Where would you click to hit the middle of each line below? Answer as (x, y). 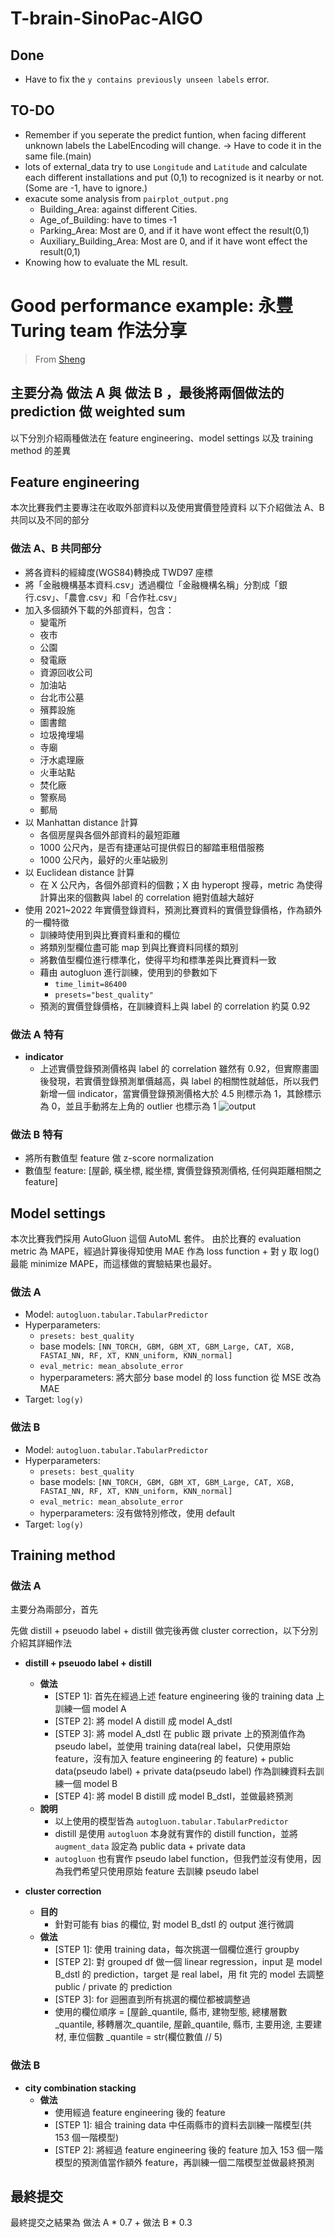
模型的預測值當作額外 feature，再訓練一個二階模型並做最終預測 (184, 2162)
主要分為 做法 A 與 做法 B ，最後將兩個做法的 (147, 393)
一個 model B (90, 1784)
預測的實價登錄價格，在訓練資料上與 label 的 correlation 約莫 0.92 (175, 1006)
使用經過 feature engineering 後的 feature (140, 2112)
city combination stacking (80, 2088)
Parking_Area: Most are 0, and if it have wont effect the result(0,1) (174, 230)
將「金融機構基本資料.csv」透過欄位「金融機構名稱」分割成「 (152, 584)
